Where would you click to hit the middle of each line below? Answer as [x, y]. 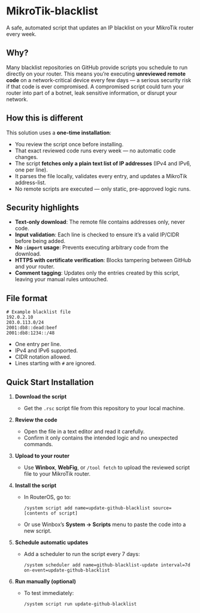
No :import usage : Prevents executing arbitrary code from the [92, 248]
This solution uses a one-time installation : [59, 133]
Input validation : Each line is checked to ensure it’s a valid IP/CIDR [97, 235]
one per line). [31, 170]
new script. [38, 531]
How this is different [45, 118]
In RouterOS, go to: [47, 497]
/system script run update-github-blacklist [80, 604]
